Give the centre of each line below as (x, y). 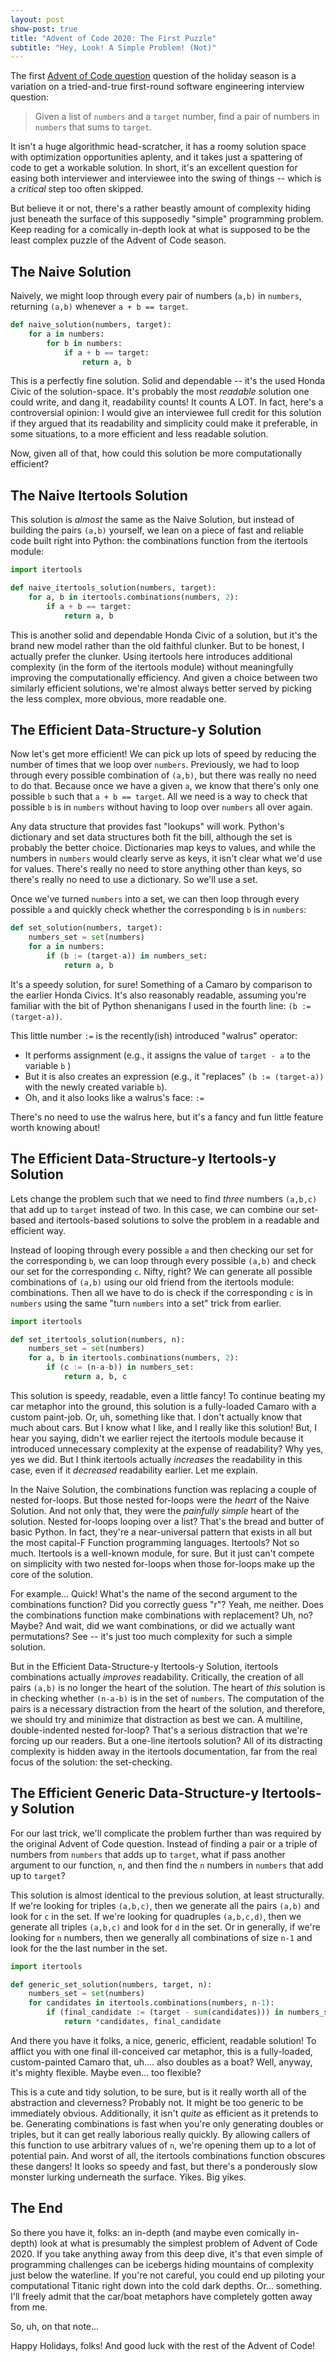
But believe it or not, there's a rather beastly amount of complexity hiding (161, 208)
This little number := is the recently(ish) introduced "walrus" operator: (154, 1035)
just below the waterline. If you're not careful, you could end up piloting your (168, 2275)
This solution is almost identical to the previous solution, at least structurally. (167, 1895)
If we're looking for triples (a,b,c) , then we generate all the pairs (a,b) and (165, 1905)
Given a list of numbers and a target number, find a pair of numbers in (177, 117)
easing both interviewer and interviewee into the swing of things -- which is (166, 178)
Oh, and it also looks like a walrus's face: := (114, 1097)
